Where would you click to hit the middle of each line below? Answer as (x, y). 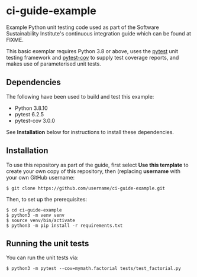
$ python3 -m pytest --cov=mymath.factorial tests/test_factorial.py (94, 269)
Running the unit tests (48, 243)
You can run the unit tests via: (42, 258)
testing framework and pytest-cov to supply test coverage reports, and (93, 57)
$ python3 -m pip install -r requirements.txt (64, 226)
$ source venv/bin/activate (41, 220)
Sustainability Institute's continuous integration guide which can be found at (98, 33)
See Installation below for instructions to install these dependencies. (90, 132)
